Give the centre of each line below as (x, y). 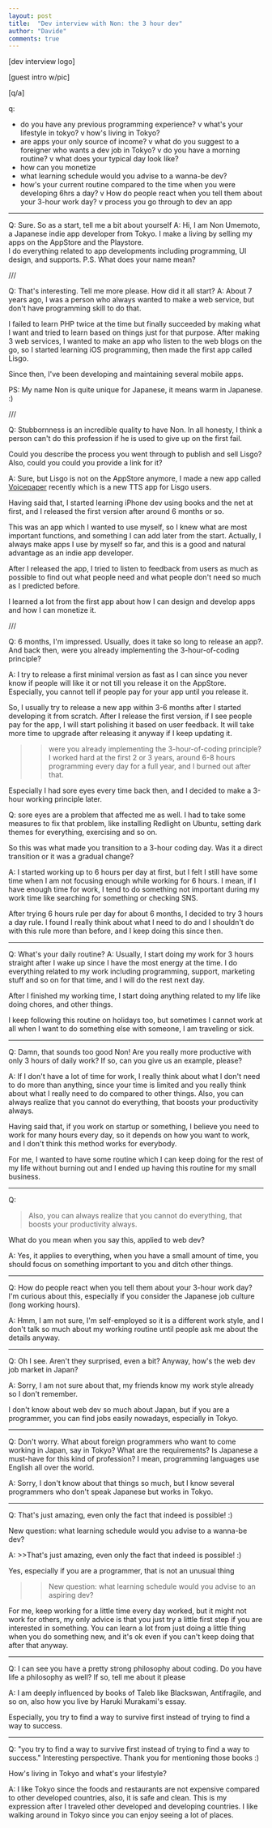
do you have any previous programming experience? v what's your (132, 124)
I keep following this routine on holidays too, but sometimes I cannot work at (136, 1020)
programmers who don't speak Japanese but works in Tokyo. (111, 1492)
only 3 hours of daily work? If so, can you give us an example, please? (125, 1061)
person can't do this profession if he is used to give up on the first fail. (125, 439)
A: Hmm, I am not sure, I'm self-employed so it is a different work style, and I (136, 1321)
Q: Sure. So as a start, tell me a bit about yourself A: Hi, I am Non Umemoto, (134, 225)
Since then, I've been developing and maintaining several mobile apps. (126, 375)
